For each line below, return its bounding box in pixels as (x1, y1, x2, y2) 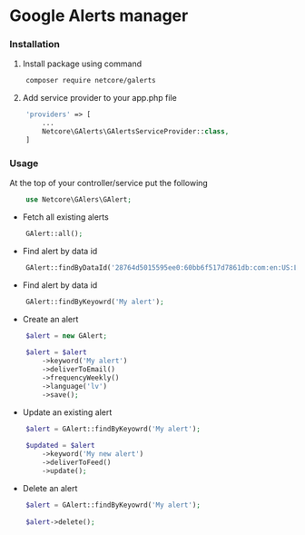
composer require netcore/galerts (25, 76, 156, 85)
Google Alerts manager (9, 5, 189, 26)
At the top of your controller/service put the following (9, 178, 209, 189)
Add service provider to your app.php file (22, 93, 177, 104)
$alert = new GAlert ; (25, 331, 107, 341)
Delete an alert (22, 482, 78, 493)
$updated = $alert (25, 441, 95, 451)
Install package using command (22, 58, 143, 69)
